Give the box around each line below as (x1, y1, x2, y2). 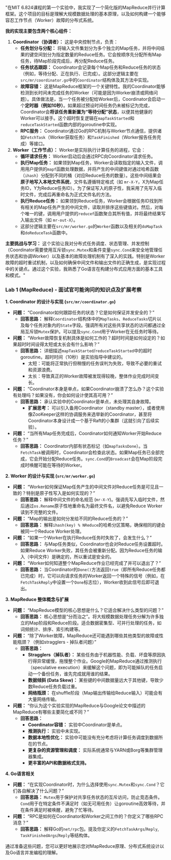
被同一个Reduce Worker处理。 (20, 528, 84, 534)
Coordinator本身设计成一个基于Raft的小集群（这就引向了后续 (27, 418, 155, 424)
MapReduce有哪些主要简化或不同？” (12, 709, 90, 715)
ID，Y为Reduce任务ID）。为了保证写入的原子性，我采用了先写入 (24, 185, 158, 191)
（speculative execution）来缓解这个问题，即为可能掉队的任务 (27, 665, 159, 671)
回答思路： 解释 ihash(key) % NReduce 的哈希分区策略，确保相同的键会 (20, 522, 165, 528)
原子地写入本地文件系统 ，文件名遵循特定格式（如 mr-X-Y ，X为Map (20, 179, 159, 185)
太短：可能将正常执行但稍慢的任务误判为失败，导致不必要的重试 (27, 360, 162, 366)
